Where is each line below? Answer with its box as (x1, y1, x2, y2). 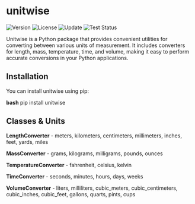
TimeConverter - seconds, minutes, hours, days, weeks (6, 172, 143, 180)
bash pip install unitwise (6, 99, 66, 106)
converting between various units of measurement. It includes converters (6, 42, 186, 49)
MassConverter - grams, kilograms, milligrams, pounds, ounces (6, 150, 163, 157)
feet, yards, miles (6, 138, 49, 145)
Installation (6, 71, 49, 81)
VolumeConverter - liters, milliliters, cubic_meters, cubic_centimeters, (6, 184, 178, 192)
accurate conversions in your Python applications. (6, 54, 129, 61)
